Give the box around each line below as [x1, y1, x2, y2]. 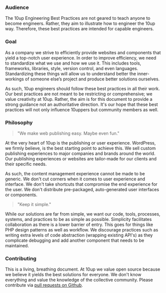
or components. [5, 192, 38, 198]
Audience [5, 4, 29, 11]
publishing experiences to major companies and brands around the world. [5, 150, 156, 156]
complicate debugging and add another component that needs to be [5, 237, 144, 243]
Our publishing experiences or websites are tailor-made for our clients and [5, 155, 157, 161]
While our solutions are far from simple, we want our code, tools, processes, [5, 211, 161, 217]
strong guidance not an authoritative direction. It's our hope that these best [5, 101, 158, 107]
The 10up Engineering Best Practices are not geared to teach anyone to [5, 15, 151, 21]
